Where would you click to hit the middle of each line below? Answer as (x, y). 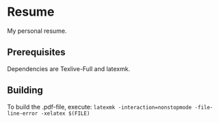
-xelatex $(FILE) (65, 113)
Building (25, 91)
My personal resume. (37, 31)
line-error (23, 113)
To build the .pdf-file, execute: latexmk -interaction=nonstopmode (100, 107)
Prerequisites (36, 52)
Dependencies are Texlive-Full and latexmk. (69, 68)
